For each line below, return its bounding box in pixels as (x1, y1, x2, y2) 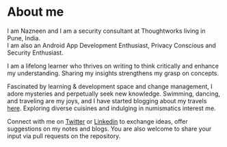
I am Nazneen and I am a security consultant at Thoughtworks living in (7, 27, 206, 35)
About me (7, 4, 64, 20)
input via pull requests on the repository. (7, 131, 121, 140)
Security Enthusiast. (7, 49, 64, 57)
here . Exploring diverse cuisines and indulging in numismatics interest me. (7, 104, 217, 112)
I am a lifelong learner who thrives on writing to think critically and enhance (7, 62, 219, 70)
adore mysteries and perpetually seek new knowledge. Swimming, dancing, (7, 90, 221, 98)
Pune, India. (7, 34, 41, 42)
